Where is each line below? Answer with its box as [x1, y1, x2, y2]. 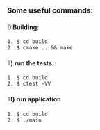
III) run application [7, 95, 61, 103]
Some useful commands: [7, 6, 94, 15]
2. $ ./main [7, 117, 42, 124]
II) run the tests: [7, 58, 54, 67]
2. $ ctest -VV [7, 81, 51, 88]
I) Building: [7, 23, 40, 31]
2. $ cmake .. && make [7, 44, 73, 51]
